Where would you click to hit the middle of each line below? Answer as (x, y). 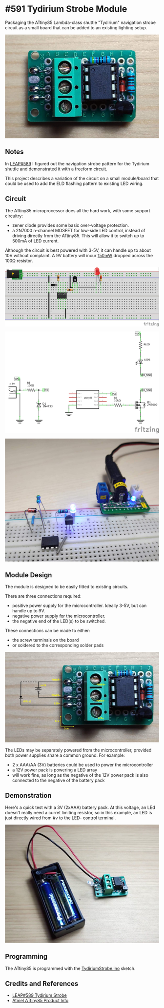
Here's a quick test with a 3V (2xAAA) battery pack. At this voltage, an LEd (80, 807)
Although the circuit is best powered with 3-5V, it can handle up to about (78, 250)
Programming (26, 957)
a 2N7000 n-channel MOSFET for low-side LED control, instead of (79, 230)
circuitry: (14, 216)
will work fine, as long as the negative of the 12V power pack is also (80, 775)
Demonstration (29, 796)
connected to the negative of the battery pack (58, 780)
